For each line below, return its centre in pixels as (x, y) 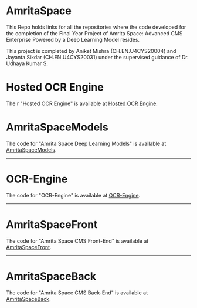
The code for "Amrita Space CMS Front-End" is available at (77, 241)
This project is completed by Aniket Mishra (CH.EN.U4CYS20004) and (91, 51)
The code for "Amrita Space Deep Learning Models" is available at (86, 143)
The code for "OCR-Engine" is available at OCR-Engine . (73, 195)
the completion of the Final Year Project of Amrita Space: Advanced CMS (94, 33)
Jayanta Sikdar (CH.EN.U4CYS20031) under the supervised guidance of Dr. (97, 57)
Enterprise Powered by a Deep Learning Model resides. (73, 39)
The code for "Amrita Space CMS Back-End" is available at (77, 293)
